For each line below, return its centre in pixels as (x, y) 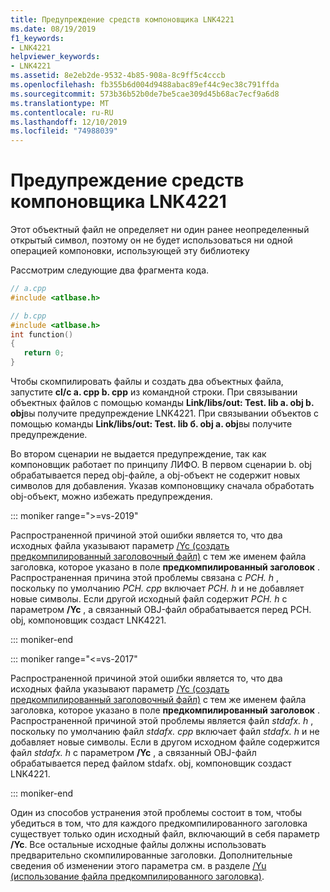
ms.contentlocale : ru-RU (62, 112)
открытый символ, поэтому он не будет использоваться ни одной (151, 240)
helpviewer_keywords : (55, 57)
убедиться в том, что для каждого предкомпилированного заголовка (159, 823)
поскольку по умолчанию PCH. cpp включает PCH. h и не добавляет (157, 588)
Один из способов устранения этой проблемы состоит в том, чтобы (156, 813)
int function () (42, 334)
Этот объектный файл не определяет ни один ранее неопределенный (160, 230)
